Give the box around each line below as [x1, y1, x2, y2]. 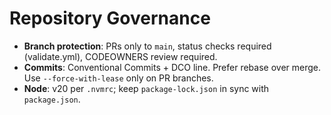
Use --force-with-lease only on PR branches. [23, 72, 214, 84]
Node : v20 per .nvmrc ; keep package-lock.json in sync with [23, 82, 270, 94]
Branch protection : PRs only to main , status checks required [23, 40, 272, 52]
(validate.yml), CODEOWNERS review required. [23, 50, 218, 62]
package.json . [23, 93, 81, 105]
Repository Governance [9, 7, 211, 30]
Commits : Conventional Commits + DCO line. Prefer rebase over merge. [23, 61, 322, 73]
